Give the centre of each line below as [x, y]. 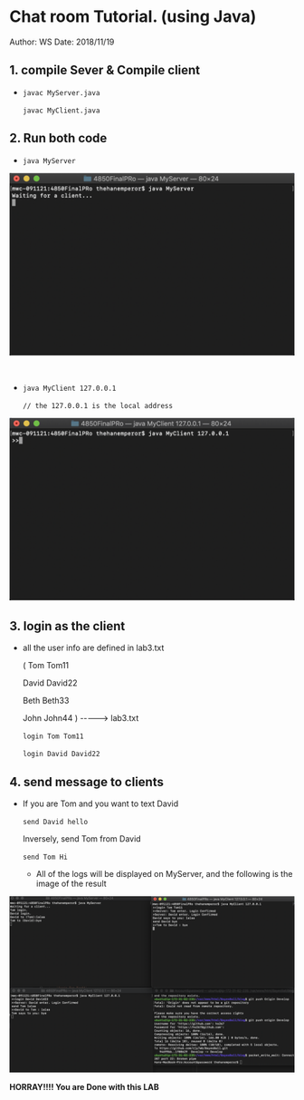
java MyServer [49, 161]
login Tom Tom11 [53, 736]
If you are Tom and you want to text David [100, 803]
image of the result [71, 883]
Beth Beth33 [46, 701]
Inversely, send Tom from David [82, 838]
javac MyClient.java [61, 111]
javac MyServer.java [61, 92]
